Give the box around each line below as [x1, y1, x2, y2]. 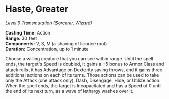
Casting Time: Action [5, 29, 51, 36]
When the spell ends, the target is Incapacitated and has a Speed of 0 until [5, 82, 162, 89]
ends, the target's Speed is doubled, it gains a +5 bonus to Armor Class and [5, 61, 164, 67]
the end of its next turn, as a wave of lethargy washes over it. [5, 88, 134, 94]
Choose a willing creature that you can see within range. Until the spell [5, 55, 154, 61]
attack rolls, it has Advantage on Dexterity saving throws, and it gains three [5, 67, 163, 73]
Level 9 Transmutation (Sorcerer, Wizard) [5, 20, 93, 26]
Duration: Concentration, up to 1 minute [5, 46, 89, 52]
